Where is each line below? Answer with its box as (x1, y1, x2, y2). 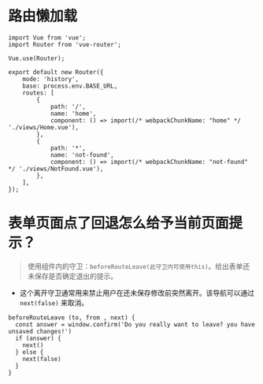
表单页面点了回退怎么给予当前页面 (8, 214, 230, 233)
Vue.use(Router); (8, 54, 65, 62)
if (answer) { (15, 334, 61, 342)
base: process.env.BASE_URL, (22, 82, 118, 90)
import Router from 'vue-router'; (8, 40, 122, 48)
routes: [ (22, 88, 55, 97)
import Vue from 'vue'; (8, 33, 87, 42)
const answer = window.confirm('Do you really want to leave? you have (15, 320, 256, 328)
